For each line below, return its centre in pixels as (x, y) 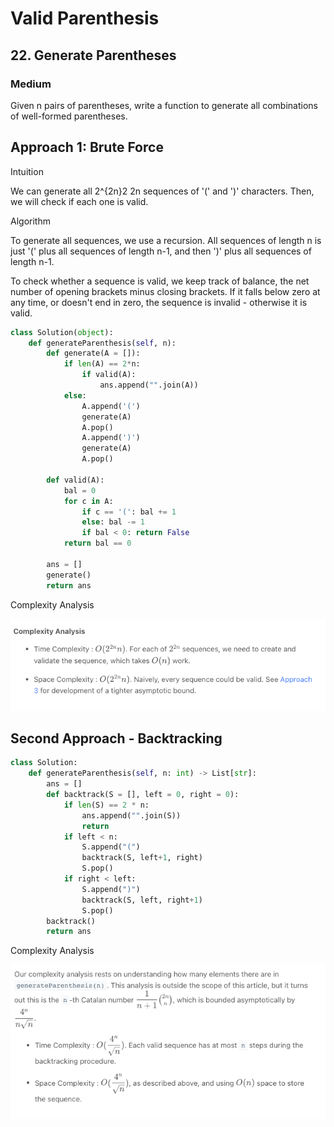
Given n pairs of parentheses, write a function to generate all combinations (164, 105)
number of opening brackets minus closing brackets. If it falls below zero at (165, 291)
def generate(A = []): (93, 353)
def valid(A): (75, 480)
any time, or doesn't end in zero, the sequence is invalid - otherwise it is (159, 302)
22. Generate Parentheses (93, 55)
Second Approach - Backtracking (116, 738)
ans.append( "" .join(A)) (149, 385)
